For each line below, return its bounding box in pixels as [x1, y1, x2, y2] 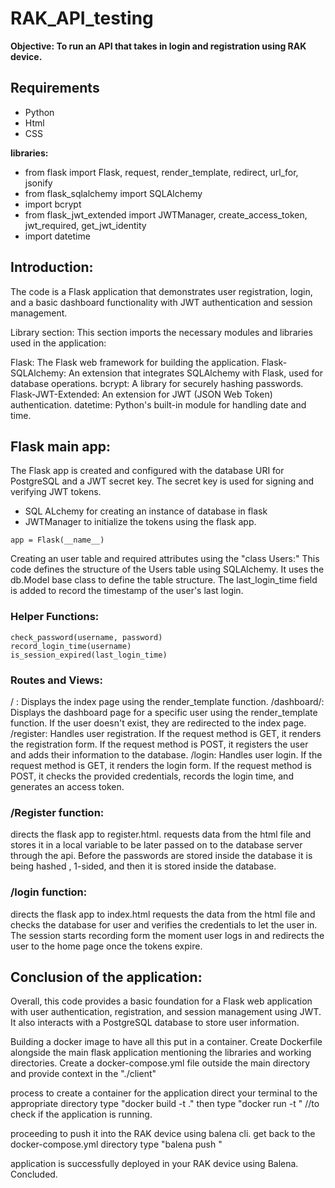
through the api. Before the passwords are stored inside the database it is [10, 850, 313, 862]
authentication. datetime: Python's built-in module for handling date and [10, 398, 307, 411]
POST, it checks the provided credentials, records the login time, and [10, 770, 294, 782]
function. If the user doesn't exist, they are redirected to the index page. [10, 717, 307, 729]
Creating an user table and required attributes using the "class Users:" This [10, 553, 320, 565]
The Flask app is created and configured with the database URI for [10, 465, 285, 477]
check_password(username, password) [10, 632, 163, 642]
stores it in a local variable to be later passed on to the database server [10, 839, 303, 851]
